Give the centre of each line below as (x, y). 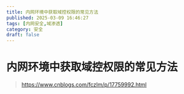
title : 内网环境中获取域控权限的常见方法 (53, 12)
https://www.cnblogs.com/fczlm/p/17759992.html (84, 85)
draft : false (23, 35)
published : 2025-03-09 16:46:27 (47, 18)
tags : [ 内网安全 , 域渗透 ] (35, 23)
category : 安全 (25, 29)
